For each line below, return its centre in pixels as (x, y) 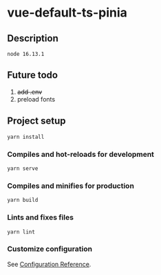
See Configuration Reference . (49, 264)
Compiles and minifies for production (71, 186)
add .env (30, 92)
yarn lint (21, 232)
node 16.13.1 (26, 54)
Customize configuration (50, 249)
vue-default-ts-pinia (67, 13)
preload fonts (36, 99)
